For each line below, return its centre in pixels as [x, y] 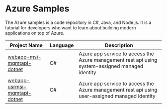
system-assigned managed [111, 66]
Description [119, 45]
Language [62, 45]
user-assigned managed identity [117, 96]
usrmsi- [17, 87]
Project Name [26, 45]
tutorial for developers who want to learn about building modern [71, 27]
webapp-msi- [24, 57]
